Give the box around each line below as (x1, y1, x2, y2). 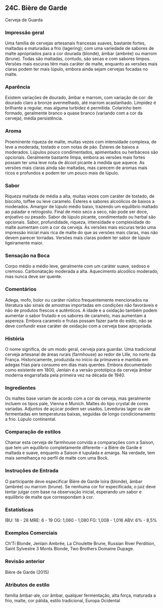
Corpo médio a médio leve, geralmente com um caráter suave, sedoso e (5, 263, 150, 269)
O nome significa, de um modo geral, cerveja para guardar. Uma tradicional (5, 346, 156, 352)
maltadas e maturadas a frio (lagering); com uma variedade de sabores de (5, 45, 154, 51)
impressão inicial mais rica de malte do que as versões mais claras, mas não (5, 230, 158, 235)
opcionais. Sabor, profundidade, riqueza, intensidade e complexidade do (5, 219, 151, 225)
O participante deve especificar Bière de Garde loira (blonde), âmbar (5, 478, 143, 484)
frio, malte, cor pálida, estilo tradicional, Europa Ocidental (5, 597, 120, 603)
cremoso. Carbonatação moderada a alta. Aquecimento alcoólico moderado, (5, 268, 159, 274)
